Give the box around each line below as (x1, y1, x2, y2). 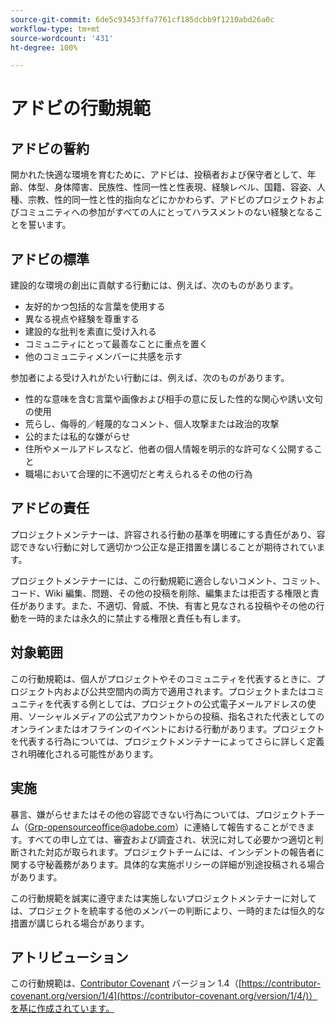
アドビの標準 (10, 251, 90, 268)
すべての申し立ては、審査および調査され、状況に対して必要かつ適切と (26, 833, 315, 845)
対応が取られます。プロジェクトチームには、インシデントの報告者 (44, 846, 317, 858)
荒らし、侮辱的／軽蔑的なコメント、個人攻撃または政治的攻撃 (24, 418, 280, 430)
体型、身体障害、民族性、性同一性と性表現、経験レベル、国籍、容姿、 (27, 181, 317, 193)
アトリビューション (10, 949, 129, 966)
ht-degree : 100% (10, 42, 78, 53)
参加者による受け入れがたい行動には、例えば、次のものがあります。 (10, 372, 290, 384)
